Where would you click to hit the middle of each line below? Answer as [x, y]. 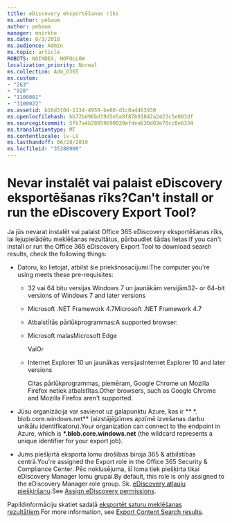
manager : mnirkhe [32, 33]
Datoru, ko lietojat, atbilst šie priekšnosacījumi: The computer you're [113, 267]
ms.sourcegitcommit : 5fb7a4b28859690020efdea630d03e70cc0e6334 [100, 123]
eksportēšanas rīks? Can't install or [110, 198]
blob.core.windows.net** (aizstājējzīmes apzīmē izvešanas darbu [110, 418]
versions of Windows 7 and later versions [87, 295]
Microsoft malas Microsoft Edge [72, 335]
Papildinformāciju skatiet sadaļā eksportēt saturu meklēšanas [95, 504]
